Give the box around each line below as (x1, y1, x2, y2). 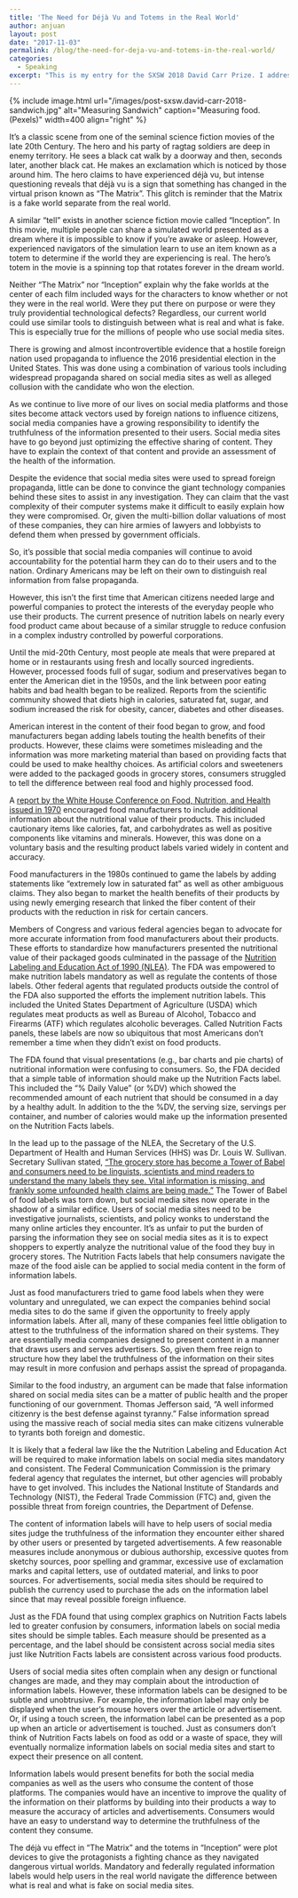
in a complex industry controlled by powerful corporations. (9, 629, 223, 640)
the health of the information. (9, 455, 116, 466)
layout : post (9, 29, 58, 38)
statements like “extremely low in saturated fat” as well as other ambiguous (9, 877, 284, 889)
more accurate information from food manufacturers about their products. (9, 933, 279, 943)
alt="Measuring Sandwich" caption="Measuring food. (63, 104, 261, 116)
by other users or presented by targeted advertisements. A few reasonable (9, 1537, 282, 1548)
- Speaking (17, 63, 58, 72)
